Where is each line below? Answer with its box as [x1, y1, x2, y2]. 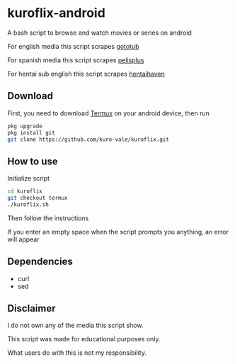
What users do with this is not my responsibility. [7, 348, 147, 357]
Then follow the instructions [7, 214, 89, 222]
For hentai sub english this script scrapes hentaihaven [7, 69, 165, 78]
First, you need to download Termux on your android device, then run [7, 108, 210, 118]
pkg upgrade [7, 123, 42, 130]
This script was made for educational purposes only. [7, 335, 161, 343]
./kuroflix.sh [7, 200, 50, 208]
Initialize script [7, 174, 50, 183]
